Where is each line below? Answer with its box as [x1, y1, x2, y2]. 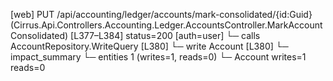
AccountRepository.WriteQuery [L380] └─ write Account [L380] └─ [10, 40, 289, 52]
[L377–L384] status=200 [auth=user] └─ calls [70, 30, 261, 41]
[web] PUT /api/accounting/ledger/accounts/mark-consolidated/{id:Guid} [10, 9, 313, 20]
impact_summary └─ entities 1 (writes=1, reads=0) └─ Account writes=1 [10, 51, 307, 63]
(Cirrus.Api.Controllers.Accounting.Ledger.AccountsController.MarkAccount [10, 19, 323, 31]
